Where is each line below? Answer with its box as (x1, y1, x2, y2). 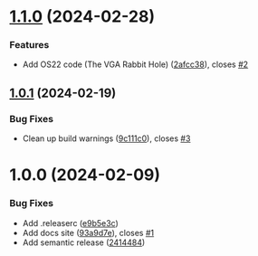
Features (9, 39, 50, 52)
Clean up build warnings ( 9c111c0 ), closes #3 (22, 133, 191, 144)
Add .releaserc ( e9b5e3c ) (22, 217, 119, 228)
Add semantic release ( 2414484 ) (22, 237, 146, 248)
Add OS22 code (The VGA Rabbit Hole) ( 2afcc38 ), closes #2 (22, 59, 249, 70)
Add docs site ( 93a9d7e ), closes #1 (22, 227, 155, 238)
